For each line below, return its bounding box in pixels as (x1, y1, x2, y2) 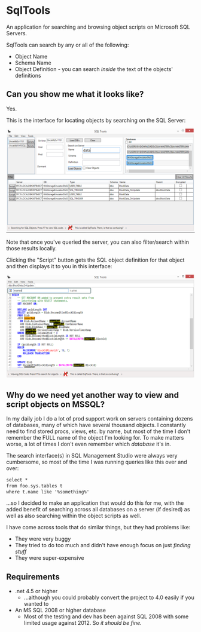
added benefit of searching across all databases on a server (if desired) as (6, 506, 190, 513)
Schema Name (14, 59, 52, 66)
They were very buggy (14, 535, 71, 542)
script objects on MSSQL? (6, 399, 105, 409)
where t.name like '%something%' (6, 489, 90, 495)
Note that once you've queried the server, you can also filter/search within (6, 238, 190, 246)
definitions (14, 72, 41, 79)
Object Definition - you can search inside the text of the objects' (14, 65, 173, 72)
